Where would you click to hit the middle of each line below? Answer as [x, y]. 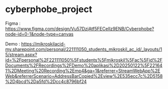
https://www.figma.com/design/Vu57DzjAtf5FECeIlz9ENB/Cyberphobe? [80, 28]
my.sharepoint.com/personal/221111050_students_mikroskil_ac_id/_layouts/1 [84, 49]
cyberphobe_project [49, 9]
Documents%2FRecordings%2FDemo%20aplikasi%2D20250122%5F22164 [84, 65]
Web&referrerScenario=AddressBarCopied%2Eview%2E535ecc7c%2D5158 [84, 76]
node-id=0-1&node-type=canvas [39, 34]
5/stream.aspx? [21, 55]
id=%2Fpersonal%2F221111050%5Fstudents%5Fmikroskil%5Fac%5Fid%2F [84, 60]
